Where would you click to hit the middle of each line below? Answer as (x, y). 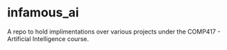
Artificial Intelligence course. (48, 38)
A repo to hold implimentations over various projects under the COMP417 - (114, 32)
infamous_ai (43, 13)
